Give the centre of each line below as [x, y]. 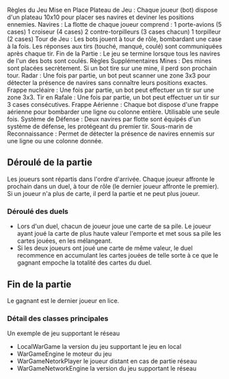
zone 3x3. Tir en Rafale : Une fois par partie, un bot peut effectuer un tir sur [113, 97]
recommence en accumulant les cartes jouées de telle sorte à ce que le [118, 256]
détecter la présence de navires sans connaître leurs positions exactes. [107, 83]
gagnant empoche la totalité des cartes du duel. [84, 262]
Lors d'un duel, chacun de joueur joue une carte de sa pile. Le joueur [114, 226]
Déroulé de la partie [50, 163]
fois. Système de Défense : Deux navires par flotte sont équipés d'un [104, 119]
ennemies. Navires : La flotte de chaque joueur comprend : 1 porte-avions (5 [114, 24]
